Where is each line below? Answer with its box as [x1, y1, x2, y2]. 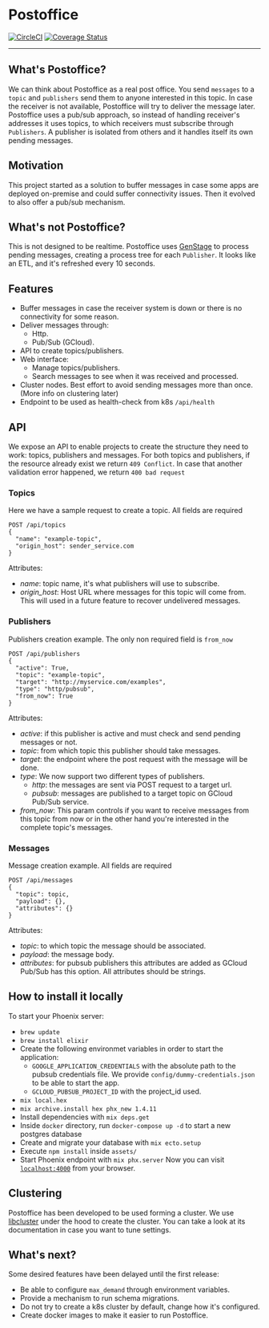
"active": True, [15, 664, 70, 672]
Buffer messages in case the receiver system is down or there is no [19, 303, 243, 313]
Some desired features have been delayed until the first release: [8, 1269, 219, 1279]
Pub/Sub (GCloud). [31, 337, 94, 347]
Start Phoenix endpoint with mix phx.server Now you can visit [19, 1155, 225, 1164]
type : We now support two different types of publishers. [19, 771, 206, 780]
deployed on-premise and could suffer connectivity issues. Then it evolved [8, 189, 255, 198]
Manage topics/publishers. [31, 363, 120, 373]
